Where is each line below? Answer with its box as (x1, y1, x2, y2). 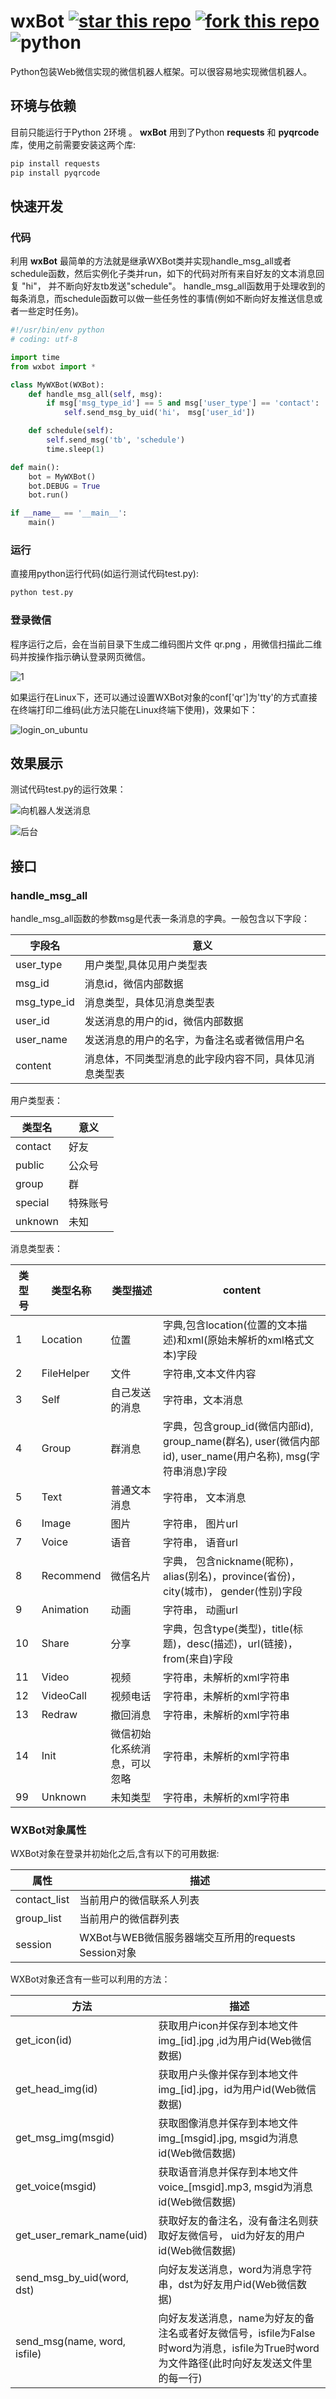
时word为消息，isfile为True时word (158, 2341, 320, 2355)
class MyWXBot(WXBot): (10, 380, 105, 390)
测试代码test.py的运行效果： (10, 783, 127, 795)
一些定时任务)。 (18, 305, 85, 317)
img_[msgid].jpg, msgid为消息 (158, 2131, 299, 2145)
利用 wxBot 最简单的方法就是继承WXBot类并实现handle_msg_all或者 (10, 255, 292, 267)
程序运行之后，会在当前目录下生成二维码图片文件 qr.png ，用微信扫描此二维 (10, 638, 323, 650)
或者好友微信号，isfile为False (178, 2326, 316, 2340)
